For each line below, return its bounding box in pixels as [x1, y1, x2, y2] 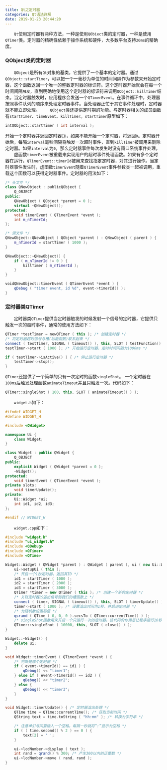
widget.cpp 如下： [14, 524, 50, 530]
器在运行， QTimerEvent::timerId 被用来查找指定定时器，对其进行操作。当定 [5, 158, 159, 164]
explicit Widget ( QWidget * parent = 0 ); [14, 464, 103, 469]
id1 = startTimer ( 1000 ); [14, 576, 72, 581]
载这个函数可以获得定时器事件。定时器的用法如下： [5, 170, 110, 176]
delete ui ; [14, 641, 37, 646]
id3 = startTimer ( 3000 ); [14, 585, 72, 590]
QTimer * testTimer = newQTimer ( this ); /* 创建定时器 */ [5, 332, 126, 337]
